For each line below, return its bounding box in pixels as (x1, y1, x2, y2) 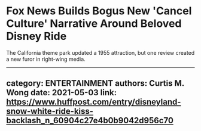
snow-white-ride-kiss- (6, 106, 94, 117)
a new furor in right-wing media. (6, 55, 86, 63)
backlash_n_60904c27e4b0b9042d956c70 (6, 116, 173, 126)
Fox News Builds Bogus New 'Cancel (6, 4, 192, 18)
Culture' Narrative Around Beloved (6, 17, 182, 30)
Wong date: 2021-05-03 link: (6, 88, 117, 98)
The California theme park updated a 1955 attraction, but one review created (6, 49, 195, 56)
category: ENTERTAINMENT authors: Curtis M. (6, 79, 184, 89)
